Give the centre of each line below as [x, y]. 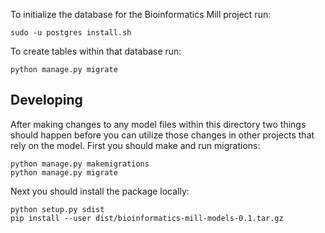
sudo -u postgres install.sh [71, 33]
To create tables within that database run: [96, 51]
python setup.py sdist [57, 209]
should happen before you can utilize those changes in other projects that [162, 135]
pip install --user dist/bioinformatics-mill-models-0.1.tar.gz [147, 218]
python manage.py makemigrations [80, 164]
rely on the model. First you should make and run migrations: [135, 145]
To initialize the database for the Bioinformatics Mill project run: [141, 14]
